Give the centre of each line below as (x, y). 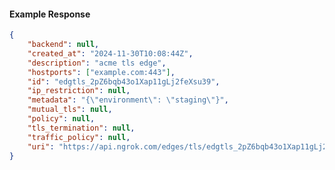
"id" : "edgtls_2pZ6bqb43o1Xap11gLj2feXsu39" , (124, 81)
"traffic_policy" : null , (79, 137)
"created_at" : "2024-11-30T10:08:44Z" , (110, 53)
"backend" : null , (63, 45)
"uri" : (41, 146)
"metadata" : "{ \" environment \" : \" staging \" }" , (128, 100)
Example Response (50, 14)
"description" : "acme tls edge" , (97, 63)
